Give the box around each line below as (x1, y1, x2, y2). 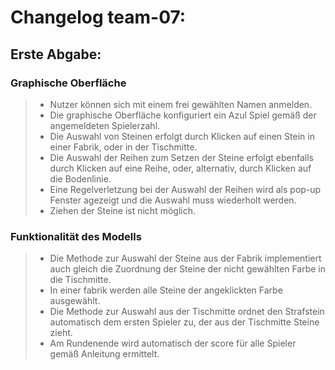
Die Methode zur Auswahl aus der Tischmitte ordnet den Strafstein (49, 306, 325, 318)
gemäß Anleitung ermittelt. (49, 348, 160, 360)
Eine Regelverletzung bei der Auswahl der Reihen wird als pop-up (49, 183, 322, 195)
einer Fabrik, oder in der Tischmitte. (49, 141, 198, 153)
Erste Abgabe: (10, 46, 102, 63)
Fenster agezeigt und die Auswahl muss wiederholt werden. (49, 194, 297, 206)
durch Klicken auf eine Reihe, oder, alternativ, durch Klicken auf (49, 162, 312, 174)
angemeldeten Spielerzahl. (49, 119, 161, 131)
